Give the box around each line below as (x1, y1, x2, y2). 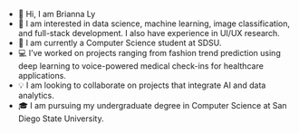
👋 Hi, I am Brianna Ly (17, 9, 96, 19)
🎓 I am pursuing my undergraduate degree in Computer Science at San (17, 100, 287, 110)
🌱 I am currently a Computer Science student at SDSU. (17, 37, 222, 48)
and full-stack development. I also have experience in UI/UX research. (17, 28, 281, 38)
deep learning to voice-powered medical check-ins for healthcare (17, 61, 265, 71)
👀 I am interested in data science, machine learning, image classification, (17, 18, 291, 29)
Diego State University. (17, 113, 104, 124)
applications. (17, 71, 66, 81)
